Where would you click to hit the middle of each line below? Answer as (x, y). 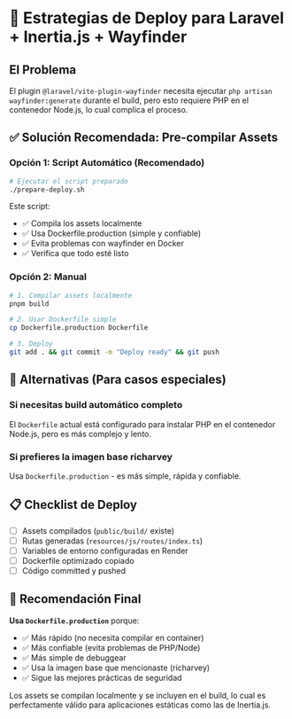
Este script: (30, 207)
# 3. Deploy (31, 344)
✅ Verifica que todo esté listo (75, 254)
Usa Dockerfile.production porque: (74, 621)
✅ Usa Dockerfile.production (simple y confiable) (111, 233)
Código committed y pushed (74, 571)
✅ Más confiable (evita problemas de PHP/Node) (111, 647)
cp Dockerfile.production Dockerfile (79, 328)
